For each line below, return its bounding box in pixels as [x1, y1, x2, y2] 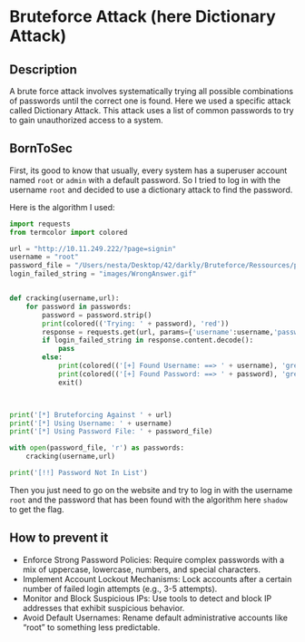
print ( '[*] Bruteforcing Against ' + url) [9, 410, 172, 419]
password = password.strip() [42, 310, 152, 319]
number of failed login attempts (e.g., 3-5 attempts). [22, 583, 218, 594]
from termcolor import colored [9, 228, 128, 237]
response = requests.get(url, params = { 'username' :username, [42, 327, 274, 336]
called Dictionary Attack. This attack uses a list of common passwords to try [9, 105, 294, 115]
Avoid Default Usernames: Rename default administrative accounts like [22, 612, 289, 623]
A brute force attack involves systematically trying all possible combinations [9, 86, 293, 96]
